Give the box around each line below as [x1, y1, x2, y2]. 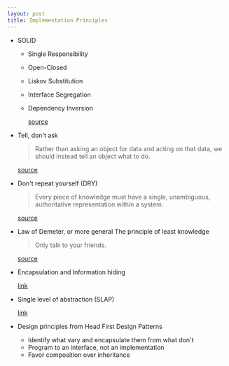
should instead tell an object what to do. [34, 152, 151, 160]
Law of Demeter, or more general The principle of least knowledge [17, 227, 210, 235]
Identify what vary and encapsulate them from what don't [27, 335, 194, 344]
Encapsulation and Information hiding [17, 267, 126, 276]
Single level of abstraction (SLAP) [17, 295, 115, 303]
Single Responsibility [27, 50, 89, 58]
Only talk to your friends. [34, 241, 107, 249]
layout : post [7, 10, 46, 17]
